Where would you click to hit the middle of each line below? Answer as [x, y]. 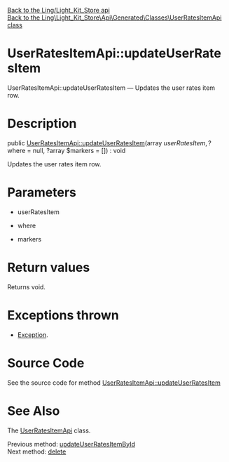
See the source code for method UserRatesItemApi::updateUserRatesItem [114, 383]
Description [42, 124]
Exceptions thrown [63, 315]
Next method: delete [37, 451]
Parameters [42, 193]
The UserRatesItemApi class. [49, 430]
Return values [49, 268]
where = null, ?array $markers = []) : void [67, 150]
